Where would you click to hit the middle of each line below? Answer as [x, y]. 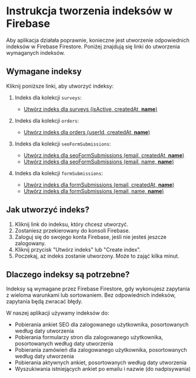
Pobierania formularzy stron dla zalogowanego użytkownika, [89, 337]
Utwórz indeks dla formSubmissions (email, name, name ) [94, 191]
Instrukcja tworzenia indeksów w [89, 11]
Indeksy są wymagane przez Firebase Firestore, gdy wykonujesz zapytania [98, 289]
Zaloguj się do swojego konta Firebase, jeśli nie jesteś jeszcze [91, 237]
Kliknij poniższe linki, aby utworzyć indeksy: [60, 86]
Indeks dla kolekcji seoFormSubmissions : [63, 144]
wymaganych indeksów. [36, 52]
